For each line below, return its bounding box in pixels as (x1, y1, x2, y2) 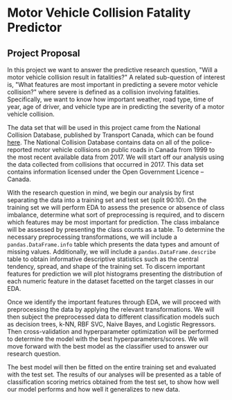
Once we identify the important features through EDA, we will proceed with (7, 298, 221, 306)
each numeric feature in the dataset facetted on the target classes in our (7, 277, 214, 285)
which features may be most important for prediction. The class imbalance (7, 218, 220, 226)
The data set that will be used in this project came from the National (7, 124, 201, 131)
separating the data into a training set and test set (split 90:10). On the (7, 196, 207, 204)
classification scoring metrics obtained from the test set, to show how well (7, 378, 220, 386)
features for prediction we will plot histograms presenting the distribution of (7, 269, 223, 278)
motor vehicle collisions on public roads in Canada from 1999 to (33, 146, 215, 153)
